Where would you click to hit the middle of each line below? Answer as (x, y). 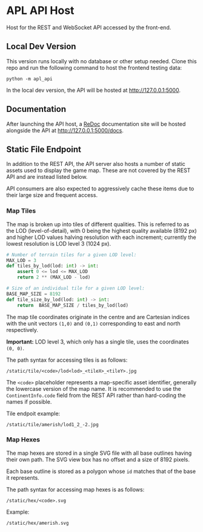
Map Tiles (21, 211)
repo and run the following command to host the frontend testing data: (94, 67)
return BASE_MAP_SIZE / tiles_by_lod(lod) (73, 305)
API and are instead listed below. (47, 177)
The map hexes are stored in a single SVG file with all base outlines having (99, 453)
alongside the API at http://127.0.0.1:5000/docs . (65, 130)
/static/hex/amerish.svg (38, 523)
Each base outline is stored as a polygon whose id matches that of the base (101, 471)
